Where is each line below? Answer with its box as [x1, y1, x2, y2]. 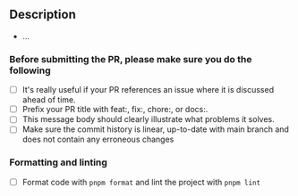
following [9, 64, 51, 77]
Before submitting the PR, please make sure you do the [9, 53, 252, 65]
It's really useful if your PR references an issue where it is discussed [21, 85, 275, 95]
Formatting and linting [9, 156, 107, 168]
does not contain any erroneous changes [21, 134, 175, 145]
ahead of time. [21, 94, 76, 105]
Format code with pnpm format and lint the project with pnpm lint [21, 176, 261, 187]
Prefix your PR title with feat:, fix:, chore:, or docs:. [21, 104, 209, 115]
